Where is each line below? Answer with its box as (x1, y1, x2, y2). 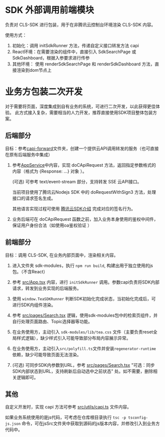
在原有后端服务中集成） (5, 151, 53, 157)
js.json (5, 421, 21, 427)
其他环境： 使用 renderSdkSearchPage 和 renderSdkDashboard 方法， (12, 61, 155, 67)
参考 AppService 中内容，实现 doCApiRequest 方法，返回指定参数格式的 (12, 162, 156, 168)
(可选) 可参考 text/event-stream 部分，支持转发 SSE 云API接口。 (12, 178, 142, 184)
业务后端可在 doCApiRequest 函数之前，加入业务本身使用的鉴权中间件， (12, 216, 159, 222)
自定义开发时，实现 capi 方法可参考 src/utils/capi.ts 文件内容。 (5, 404, 132, 410)
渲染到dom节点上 (16, 67, 52, 73)
